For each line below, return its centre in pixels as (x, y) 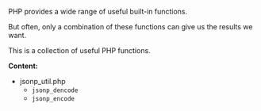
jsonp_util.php (42, 81)
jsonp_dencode (55, 90)
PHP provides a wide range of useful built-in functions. (98, 11)
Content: (23, 66)
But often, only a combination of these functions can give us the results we (130, 27)
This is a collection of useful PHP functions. (79, 50)
